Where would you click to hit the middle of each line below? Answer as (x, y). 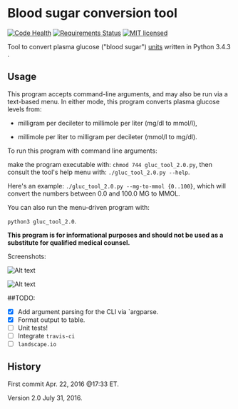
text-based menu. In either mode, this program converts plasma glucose (114, 101)
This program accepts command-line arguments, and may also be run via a (118, 94)
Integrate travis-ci (46, 335)
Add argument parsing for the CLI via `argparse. (88, 311)
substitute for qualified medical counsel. (69, 242)
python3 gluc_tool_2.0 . (42, 221)
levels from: (25, 109)
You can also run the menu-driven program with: (78, 207)
